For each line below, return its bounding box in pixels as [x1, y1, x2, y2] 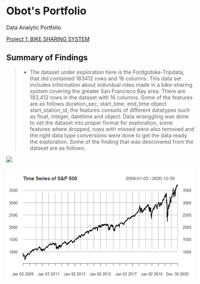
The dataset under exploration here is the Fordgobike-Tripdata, [29, 68, 185, 76]
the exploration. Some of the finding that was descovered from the [29, 138, 194, 145]
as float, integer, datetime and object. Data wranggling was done [29, 113, 189, 120]
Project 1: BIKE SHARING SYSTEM [6, 35, 90, 42]
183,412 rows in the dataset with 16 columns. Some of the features [29, 93, 193, 101]
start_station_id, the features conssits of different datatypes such [29, 106, 190, 114]
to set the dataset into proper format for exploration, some [29, 119, 173, 126]
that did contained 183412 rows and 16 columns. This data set [29, 74, 181, 82]
